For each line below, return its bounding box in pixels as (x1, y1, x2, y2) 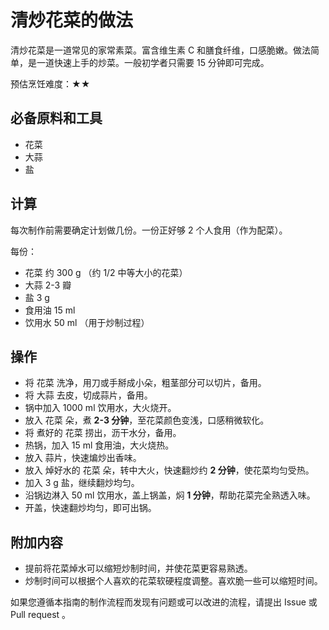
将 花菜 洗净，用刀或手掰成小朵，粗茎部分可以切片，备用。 (24, 377, 267, 389)
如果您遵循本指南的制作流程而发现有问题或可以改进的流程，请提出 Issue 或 (10, 596, 318, 608)
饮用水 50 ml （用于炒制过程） (24, 316, 150, 328)
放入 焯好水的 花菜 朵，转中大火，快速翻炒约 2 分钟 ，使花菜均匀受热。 (24, 464, 315, 476)
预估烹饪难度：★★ (10, 77, 91, 90)
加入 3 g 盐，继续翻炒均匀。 (24, 477, 140, 489)
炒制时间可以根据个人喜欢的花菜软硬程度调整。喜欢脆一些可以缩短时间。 (24, 575, 323, 587)
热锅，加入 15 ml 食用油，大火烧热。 (24, 439, 175, 451)
